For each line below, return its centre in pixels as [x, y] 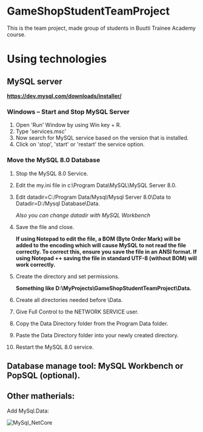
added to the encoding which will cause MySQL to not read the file [101, 245]
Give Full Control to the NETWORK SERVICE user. [77, 312]
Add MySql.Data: [28, 411]
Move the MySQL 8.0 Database [54, 160]
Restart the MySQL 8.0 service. [55, 347]
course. [16, 34]
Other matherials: [41, 396]
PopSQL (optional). [44, 375]
